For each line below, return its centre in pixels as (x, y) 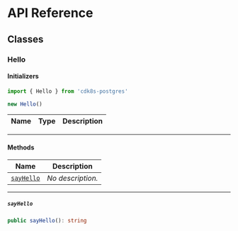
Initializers (23, 77)
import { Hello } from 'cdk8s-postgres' (68, 91)
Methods (21, 147)
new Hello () (25, 104)
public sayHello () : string (47, 220)
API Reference (50, 13)
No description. (73, 178)
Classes (25, 39)
